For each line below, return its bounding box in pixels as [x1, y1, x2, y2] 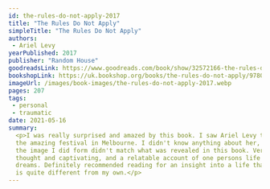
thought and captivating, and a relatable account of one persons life [15, 154, 261, 162]
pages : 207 [8, 86, 45, 95]
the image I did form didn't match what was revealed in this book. [15, 146, 250, 154]
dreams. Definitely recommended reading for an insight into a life [15, 162, 250, 170]
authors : [8, 34, 38, 43]
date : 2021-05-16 [8, 117, 67, 125]
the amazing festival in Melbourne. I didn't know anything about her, [15, 138, 261, 147]
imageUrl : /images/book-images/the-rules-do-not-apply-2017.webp [8, 79, 231, 87]
